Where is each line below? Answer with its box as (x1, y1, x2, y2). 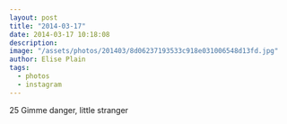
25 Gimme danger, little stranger (9, 104, 128, 115)
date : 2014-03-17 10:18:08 (9, 30, 110, 39)
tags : (9, 64, 30, 73)
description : (9, 38, 58, 48)
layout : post (9, 13, 58, 22)
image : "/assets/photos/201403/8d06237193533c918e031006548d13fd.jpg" (9, 47, 279, 56)
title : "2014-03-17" (9, 22, 87, 31)
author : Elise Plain (9, 55, 87, 64)
